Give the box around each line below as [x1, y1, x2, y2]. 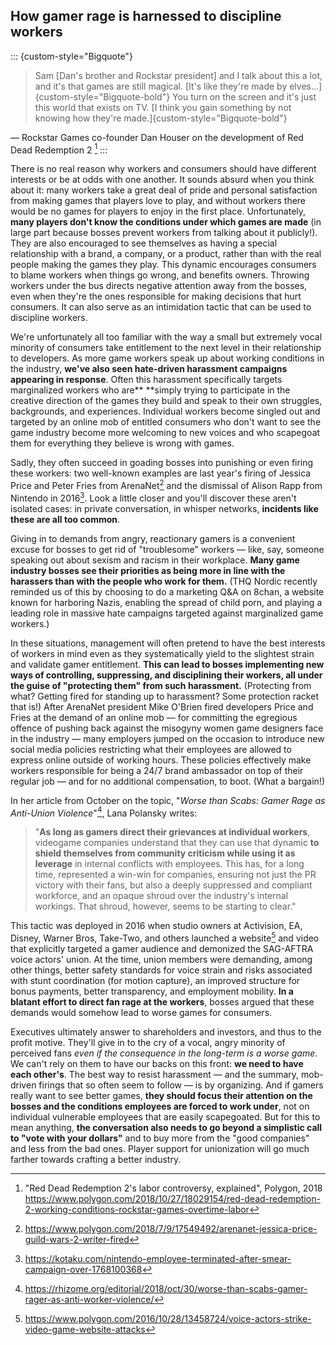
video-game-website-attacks [24, 1324, 146, 1336]
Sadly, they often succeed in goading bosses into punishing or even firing [10, 457, 314, 469]
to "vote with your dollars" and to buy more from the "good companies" [10, 1132, 310, 1144]
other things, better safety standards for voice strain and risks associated [10, 964, 313, 976]
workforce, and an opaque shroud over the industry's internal [34, 890, 289, 902]
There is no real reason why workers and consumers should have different [10, 163, 317, 175]
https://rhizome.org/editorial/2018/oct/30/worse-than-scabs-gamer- [24, 1283, 308, 1295]
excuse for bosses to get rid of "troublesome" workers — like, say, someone [10, 543, 325, 555]
